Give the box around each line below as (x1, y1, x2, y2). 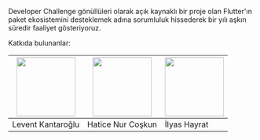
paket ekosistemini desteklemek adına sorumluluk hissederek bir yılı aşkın (8, 15, 247, 24)
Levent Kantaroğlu (12, 119, 80, 130)
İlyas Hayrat (164, 119, 209, 130)
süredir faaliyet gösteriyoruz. (8, 23, 101, 32)
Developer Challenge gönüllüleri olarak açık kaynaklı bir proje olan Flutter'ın (8, 7, 253, 16)
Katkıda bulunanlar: (8, 38, 71, 48)
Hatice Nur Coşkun (87, 119, 158, 130)
